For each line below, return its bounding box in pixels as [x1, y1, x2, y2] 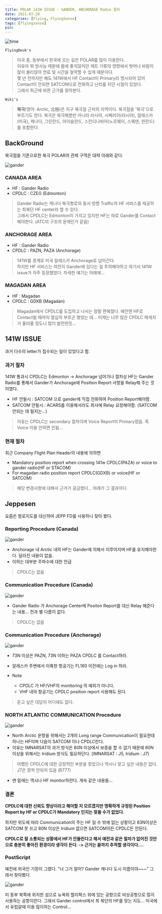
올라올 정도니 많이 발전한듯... [22, 320, 76, 326]
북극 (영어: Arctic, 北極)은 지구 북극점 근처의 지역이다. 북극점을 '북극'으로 [16, 106, 154, 112]
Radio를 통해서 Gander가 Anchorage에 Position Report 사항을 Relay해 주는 [5, 380, 149, 386]
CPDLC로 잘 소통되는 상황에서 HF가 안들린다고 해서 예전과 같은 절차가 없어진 [5, 836, 148, 842]
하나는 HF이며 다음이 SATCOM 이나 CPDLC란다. [12, 738, 104, 744]
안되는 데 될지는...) [12, 408, 47, 414]
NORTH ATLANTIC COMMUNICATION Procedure [5, 711, 121, 718]
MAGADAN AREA [5, 282, 46, 289]
